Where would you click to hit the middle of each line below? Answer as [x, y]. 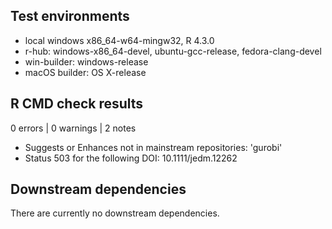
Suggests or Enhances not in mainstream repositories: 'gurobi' [153, 147]
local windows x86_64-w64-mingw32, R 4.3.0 [119, 40]
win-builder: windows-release [86, 61]
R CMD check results [77, 104]
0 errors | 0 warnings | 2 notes [73, 128]
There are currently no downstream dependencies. [115, 213]
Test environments [70, 16]
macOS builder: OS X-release [85, 72]
